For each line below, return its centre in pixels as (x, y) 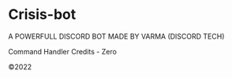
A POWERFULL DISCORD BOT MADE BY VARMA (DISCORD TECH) (116, 36)
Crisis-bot (42, 15)
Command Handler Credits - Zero (62, 51)
